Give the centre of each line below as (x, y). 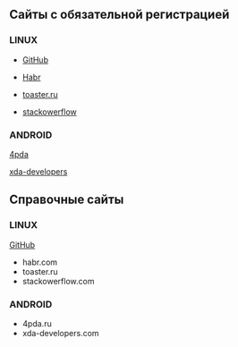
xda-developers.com (61, 333)
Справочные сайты (67, 200)
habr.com (40, 262)
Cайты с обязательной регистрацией (119, 15)
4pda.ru (37, 323)
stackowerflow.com (58, 281)
